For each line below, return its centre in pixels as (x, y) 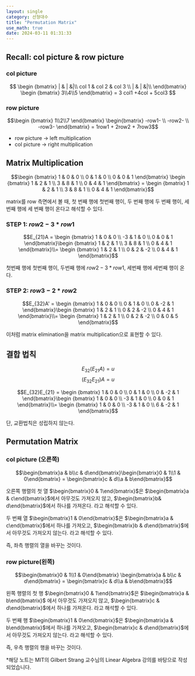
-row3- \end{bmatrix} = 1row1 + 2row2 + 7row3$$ (98, 127)
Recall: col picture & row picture (65, 57)
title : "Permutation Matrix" (41, 22)
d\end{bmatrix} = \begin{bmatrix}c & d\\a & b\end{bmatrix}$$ (98, 581)
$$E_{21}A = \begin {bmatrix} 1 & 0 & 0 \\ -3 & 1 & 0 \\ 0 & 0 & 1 (98, 237)
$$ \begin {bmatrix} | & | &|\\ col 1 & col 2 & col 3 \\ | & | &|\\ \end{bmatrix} (98, 86)
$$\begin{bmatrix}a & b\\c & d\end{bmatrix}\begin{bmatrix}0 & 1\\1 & (98, 473)
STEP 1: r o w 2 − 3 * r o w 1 (40, 224)
